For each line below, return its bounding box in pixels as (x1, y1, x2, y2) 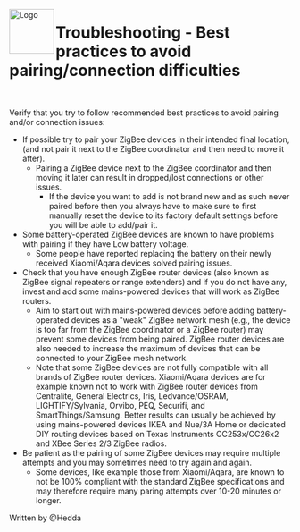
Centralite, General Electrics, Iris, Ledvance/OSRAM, (35, 390, 229, 401)
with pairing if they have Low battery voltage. (21, 238, 189, 249)
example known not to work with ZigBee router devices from (35, 381, 259, 392)
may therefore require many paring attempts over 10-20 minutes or (35, 486, 281, 496)
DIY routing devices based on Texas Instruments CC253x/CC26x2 (35, 428, 279, 439)
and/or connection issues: (9, 116, 105, 127)
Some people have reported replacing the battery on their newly (35, 248, 272, 258)
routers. (21, 295, 52, 306)
